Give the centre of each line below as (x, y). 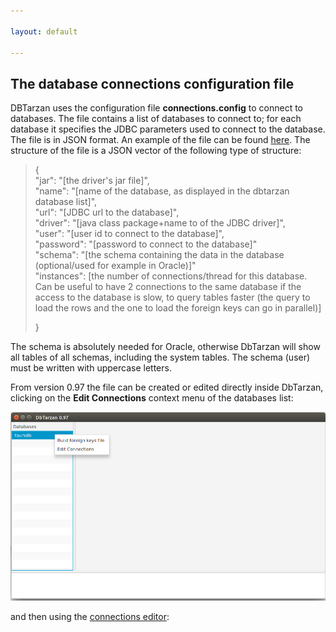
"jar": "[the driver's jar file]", (92, 181)
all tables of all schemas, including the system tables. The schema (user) (160, 357)
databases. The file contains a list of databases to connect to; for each (156, 119)
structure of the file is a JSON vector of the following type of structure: (156, 151)
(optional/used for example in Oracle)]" (115, 266)
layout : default (44, 31)
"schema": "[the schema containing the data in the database (159, 255)
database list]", (66, 202)
